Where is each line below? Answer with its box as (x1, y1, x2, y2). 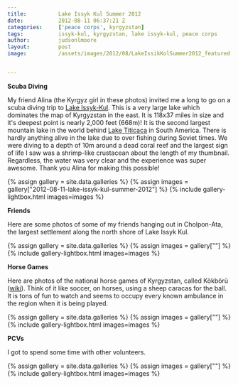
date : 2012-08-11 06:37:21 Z (7, 17, 126, 24)
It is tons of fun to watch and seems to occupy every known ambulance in (7, 291, 224, 300)
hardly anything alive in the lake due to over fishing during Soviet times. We (7, 133, 228, 142)
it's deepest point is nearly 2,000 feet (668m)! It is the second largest (7, 118, 211, 126)
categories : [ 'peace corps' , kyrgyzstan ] (7, 23, 144, 31)
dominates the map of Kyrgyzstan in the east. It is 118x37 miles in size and (7, 111, 225, 119)
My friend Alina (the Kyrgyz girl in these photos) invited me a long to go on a (7, 95, 231, 104)
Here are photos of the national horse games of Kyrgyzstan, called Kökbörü (7, 276, 229, 285)
